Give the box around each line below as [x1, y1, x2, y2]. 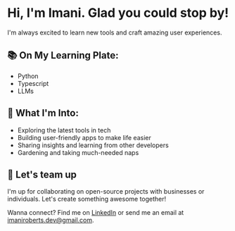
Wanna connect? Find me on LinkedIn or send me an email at [7, 208, 184, 217]
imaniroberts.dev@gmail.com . [7, 216, 94, 225]
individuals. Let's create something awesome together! [7, 195, 167, 204]
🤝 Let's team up [7, 168, 77, 180]
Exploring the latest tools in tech [17, 125, 111, 135]
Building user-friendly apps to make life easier [17, 133, 151, 142]
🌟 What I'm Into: [7, 107, 79, 119]
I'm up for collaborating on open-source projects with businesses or [7, 187, 205, 196]
